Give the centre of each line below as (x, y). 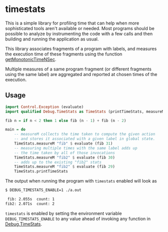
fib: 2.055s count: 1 (31, 199)
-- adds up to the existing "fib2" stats (58, 162)
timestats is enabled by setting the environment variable (63, 213)
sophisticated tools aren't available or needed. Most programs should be (80, 28)
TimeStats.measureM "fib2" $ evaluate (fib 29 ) (64, 167)
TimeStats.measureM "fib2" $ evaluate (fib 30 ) (64, 157)
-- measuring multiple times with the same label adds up (76, 148)
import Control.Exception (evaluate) (44, 107)
